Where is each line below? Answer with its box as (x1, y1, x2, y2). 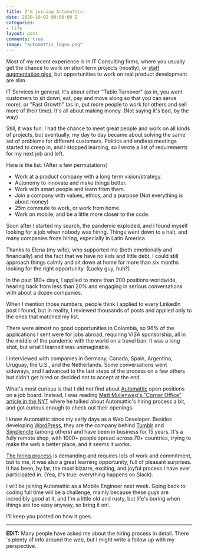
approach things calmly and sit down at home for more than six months (6, 259, 179, 266)
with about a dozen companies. (6, 289, 82, 296)
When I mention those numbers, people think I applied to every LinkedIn (6, 300, 181, 308)
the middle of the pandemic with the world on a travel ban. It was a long (6, 337, 180, 344)
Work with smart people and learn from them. (14, 185, 126, 192)
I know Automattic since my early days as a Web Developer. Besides (6, 415, 172, 422)
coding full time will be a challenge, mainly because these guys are (6, 489, 169, 496)
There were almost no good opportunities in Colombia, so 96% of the (6, 324, 175, 331)
